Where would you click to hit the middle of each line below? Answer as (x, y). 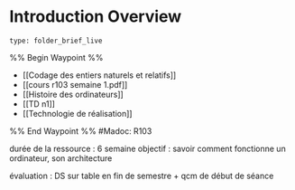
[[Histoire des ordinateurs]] (73, 94)
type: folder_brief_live (56, 41)
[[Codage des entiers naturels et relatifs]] (99, 75)
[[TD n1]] (39, 104)
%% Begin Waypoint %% (56, 57)
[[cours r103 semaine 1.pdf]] (75, 84)
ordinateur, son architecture (61, 158)
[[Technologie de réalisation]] (77, 113)
